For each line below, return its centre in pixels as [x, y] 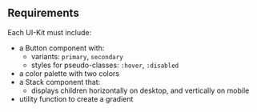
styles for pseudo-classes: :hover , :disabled [105, 65]
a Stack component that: [60, 82]
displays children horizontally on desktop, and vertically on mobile [140, 90]
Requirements [43, 13]
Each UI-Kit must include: [50, 32]
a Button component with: [62, 48]
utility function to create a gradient [76, 98]
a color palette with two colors [69, 73]
